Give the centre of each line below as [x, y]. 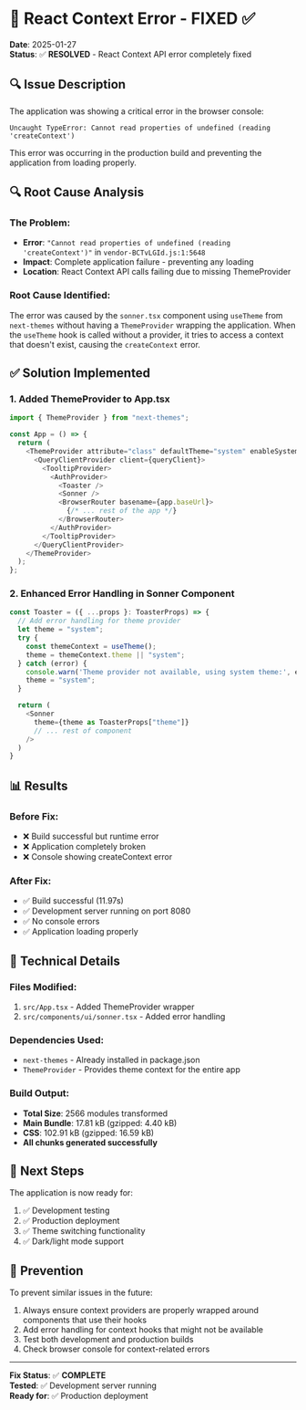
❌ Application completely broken [84, 847]
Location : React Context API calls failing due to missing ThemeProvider [157, 272]
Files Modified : [43, 987]
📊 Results [39, 785]
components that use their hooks [85, 1320]
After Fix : [31, 881]
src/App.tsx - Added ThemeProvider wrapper [108, 1007]
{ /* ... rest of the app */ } [122, 511]
